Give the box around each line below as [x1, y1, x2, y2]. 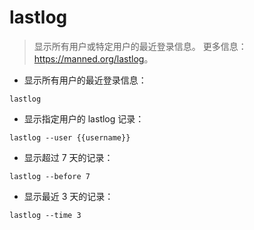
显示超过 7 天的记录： [23, 151, 114, 163]
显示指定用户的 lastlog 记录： [23, 112, 145, 125]
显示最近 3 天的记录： [23, 190, 114, 202]
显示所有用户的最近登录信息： [23, 74, 147, 86]
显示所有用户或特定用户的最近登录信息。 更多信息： [33, 40, 247, 52]
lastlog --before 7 [9, 171, 91, 181]
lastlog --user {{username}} [9, 132, 131, 143]
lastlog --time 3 [9, 210, 82, 220]
